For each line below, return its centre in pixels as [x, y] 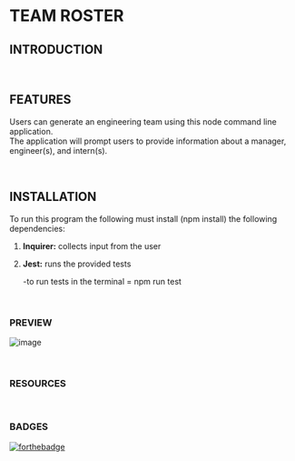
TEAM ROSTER [67, 16]
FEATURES [40, 100]
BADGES [29, 426]
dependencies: [37, 228]
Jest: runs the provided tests [77, 264]
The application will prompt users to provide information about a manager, [148, 141]
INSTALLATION [53, 197]
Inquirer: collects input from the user [92, 246]
